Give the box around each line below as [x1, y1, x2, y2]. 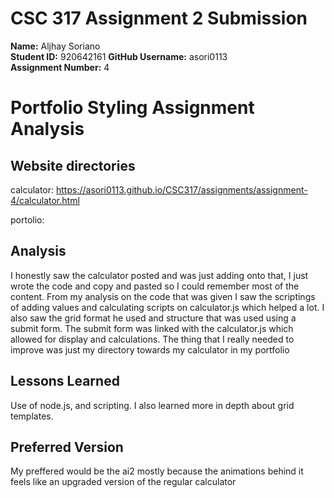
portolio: [10, 213, 45, 226]
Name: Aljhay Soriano [10, 40, 101, 52]
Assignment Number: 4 [10, 61, 110, 73]
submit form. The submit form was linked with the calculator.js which [10, 322, 294, 334]
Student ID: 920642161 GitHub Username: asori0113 [10, 50, 228, 62]
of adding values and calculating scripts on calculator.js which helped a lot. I [10, 301, 325, 313]
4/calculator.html [10, 194, 80, 206]
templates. [10, 410, 54, 422]
